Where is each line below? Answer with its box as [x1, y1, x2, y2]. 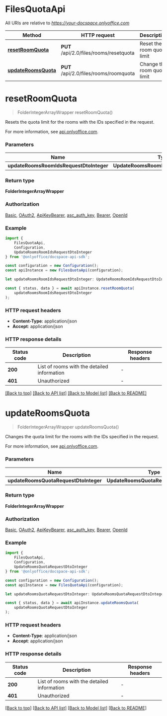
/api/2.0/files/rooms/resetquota [61, 49, 135, 56]
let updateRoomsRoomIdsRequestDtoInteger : [5, 277, 94, 282]
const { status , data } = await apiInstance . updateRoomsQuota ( [5, 600, 139, 606]
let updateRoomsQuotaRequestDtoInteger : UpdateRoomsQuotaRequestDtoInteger [5, 591, 166, 597]
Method [22, 31, 41, 38]
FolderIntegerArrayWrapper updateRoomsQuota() [17, 424, 119, 430]
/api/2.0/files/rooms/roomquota [61, 70, 135, 77]
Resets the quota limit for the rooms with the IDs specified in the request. [5, 119, 155, 125]
